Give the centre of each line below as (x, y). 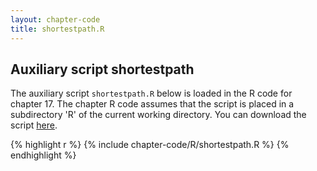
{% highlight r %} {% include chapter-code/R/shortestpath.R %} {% (150, 145)
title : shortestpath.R (57, 29)
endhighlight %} (43, 155)
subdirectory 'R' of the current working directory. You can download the (158, 115)
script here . (34, 125)
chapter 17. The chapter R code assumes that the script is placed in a (152, 104)
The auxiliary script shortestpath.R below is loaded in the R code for (151, 93)
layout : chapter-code (55, 19)
